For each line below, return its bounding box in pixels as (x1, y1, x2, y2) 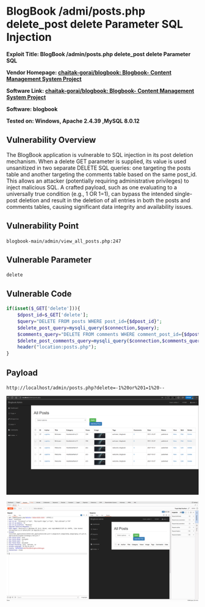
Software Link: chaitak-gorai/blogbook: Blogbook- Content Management (6, 87, 195, 94)
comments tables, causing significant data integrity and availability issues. (6, 203, 193, 210)
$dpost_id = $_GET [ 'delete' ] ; (17, 312, 88, 318)
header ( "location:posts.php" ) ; (17, 344, 97, 351)
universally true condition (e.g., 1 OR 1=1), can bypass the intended (6, 190, 174, 197)
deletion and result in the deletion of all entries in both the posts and (18, 197, 190, 204)
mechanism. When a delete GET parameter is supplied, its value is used (6, 158, 187, 165)
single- (174, 190, 193, 197)
